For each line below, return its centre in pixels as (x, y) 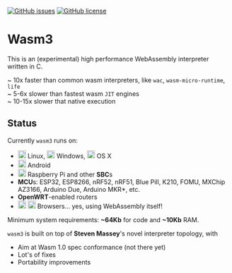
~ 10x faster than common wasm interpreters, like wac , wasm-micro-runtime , (116, 80)
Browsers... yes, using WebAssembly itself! (100, 206)
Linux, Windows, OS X (69, 156)
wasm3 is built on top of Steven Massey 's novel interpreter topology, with (112, 233)
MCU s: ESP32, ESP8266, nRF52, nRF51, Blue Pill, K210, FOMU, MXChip (121, 182)
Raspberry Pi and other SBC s (70, 174)
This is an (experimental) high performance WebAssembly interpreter (108, 59)
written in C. (25, 66)
